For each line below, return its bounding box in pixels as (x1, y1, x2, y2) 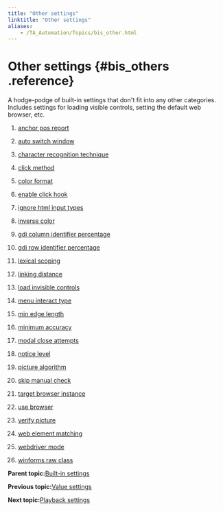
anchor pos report (17, 124, 69, 132)
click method (17, 164, 55, 172)
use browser (17, 403, 54, 412)
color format (17, 177, 54, 185)
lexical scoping (17, 257, 60, 265)
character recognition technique (17, 150, 109, 158)
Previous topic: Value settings (8, 483, 92, 491)
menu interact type (17, 296, 72, 305)
